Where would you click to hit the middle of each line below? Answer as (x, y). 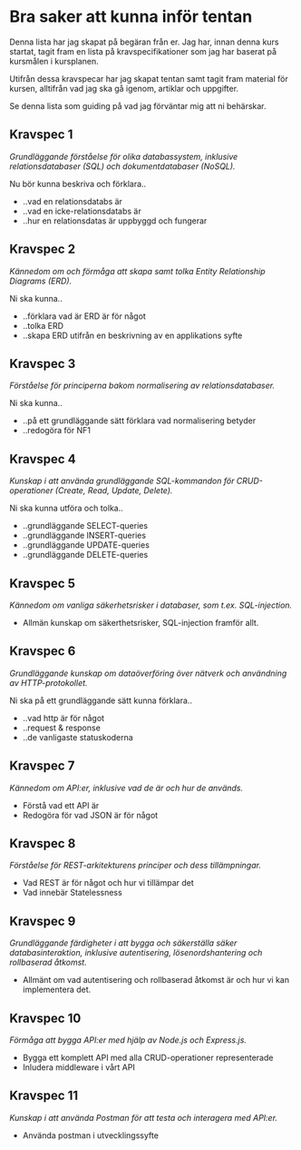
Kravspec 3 (43, 364)
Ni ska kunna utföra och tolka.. (67, 508)
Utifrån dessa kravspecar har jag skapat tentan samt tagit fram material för (149, 78)
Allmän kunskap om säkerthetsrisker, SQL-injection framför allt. (141, 623)
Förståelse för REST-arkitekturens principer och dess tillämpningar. (135, 866)
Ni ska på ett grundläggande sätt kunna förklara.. (101, 700)
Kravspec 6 (43, 651)
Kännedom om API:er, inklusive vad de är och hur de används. (126, 788)
